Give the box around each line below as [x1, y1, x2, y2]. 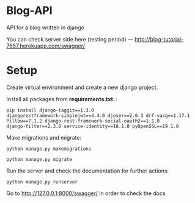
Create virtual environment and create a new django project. [6, 84, 158, 91]
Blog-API [6, 4, 53, 18]
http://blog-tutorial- [134, 35, 184, 43]
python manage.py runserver [6, 179, 78, 185]
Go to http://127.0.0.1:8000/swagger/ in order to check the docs [6, 190, 166, 197]
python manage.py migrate [6, 156, 72, 162]
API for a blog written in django [6, 24, 84, 31]
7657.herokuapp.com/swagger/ [6, 42, 86, 49]
